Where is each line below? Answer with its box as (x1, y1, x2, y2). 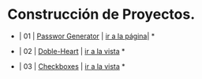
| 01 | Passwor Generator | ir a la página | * (18, 31, 155, 41)
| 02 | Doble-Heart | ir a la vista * (18, 46, 125, 56)
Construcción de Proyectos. (7, 5, 196, 23)
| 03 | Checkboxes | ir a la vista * (18, 61, 125, 71)
